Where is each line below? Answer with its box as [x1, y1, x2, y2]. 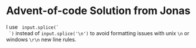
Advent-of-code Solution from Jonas [6, 4, 191, 18]
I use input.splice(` [6, 23, 59, 30]
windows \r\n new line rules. [6, 36, 77, 43]
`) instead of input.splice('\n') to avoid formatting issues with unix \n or [8, 29, 190, 36]
